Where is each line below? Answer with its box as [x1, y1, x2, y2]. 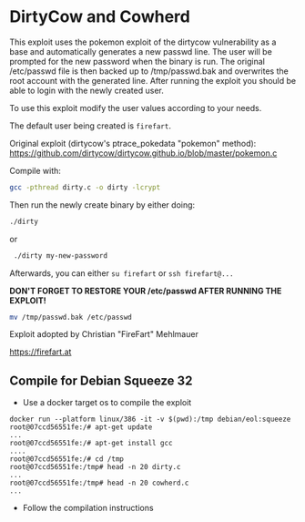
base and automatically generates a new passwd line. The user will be [9, 46, 273, 56]
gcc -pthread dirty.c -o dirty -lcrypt [9, 182, 161, 192]
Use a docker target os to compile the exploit [22, 397, 192, 408]
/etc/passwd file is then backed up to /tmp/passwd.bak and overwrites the [9, 66, 289, 77]
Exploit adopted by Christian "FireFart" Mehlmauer [9, 329, 198, 340]
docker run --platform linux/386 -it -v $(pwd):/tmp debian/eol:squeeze [9, 415, 291, 425]
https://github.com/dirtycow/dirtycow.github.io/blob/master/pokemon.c [9, 148, 278, 159]
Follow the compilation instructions [22, 503, 154, 514]
